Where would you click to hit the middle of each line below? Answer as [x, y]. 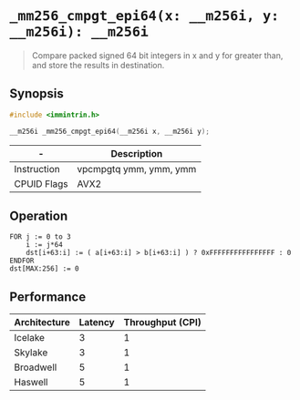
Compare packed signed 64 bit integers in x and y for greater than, [157, 55]
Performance [48, 297]
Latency [97, 323]
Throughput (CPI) [163, 323]
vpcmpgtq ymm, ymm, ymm [137, 169]
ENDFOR [22, 261]
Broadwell [36, 367]
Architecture [42, 323]
